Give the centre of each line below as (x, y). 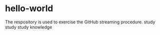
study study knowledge (29, 27)
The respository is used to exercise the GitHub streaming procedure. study (80, 22)
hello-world (29, 9)
